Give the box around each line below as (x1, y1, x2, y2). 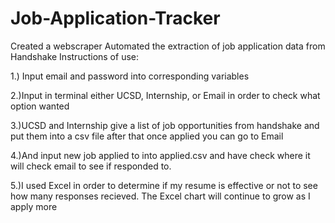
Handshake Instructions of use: (10, 50, 139, 62)
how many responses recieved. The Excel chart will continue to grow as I (10, 190, 311, 202)
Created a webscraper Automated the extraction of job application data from (10, 40, 326, 52)
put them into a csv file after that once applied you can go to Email (10, 130, 284, 142)
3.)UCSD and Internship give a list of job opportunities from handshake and (10, 119, 320, 131)
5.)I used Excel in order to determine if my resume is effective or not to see (10, 179, 318, 191)
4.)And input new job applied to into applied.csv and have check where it (10, 149, 311, 161)
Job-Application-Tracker (10, 7, 221, 30)
